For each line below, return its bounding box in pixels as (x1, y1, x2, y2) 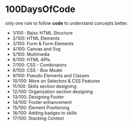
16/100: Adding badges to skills (12, 109, 77, 116)
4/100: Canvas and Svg (12, 46, 61, 52)
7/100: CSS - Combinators (12, 62, 67, 68)
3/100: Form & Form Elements (12, 40, 74, 46)
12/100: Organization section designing (12, 88, 93, 94)
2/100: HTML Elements (12, 35, 60, 41)
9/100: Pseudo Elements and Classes (12, 72, 89, 78)
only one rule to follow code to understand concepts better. (5, 20, 128, 26)
